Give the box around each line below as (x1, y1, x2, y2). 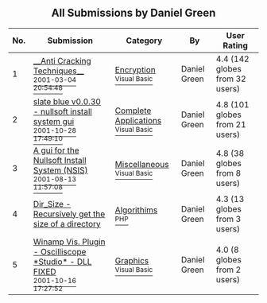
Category (126, 35, 163, 46)
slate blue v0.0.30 (33, 95, 102, 107)
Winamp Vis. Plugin (33, 236, 106, 247)
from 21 (215, 118, 246, 130)
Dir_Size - (33, 198, 72, 209)
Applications (114, 115, 162, 126)
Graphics (114, 254, 149, 266)
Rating (222, 40, 249, 51)
